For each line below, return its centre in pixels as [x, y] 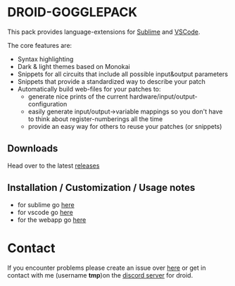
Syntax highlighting [45, 59]
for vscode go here [45, 212]
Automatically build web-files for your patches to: [89, 89]
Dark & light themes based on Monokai [74, 66]
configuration [47, 104]
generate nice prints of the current [78, 97]
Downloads [33, 149]
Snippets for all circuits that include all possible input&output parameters [123, 74]
